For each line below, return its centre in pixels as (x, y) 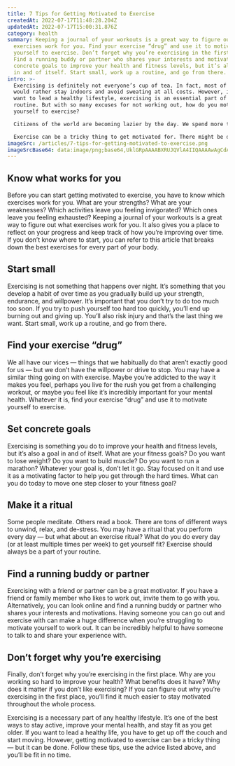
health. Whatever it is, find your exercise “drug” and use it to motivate (107, 399)
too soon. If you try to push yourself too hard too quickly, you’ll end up (108, 308)
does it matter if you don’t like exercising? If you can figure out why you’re (114, 689)
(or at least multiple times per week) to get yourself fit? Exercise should (110, 545)
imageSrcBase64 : (31, 150)
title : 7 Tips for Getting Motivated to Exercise (81, 14)
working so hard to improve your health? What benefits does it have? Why (114, 681)
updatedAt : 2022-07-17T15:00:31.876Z (62, 27)
